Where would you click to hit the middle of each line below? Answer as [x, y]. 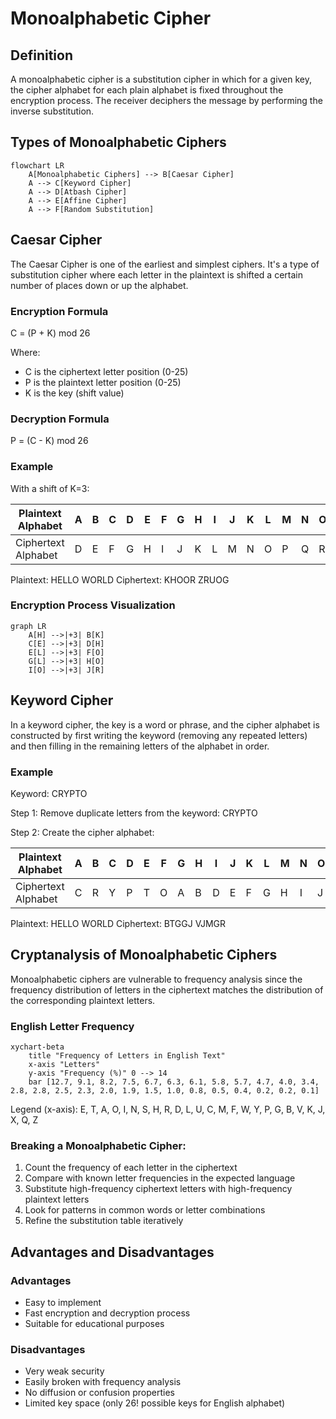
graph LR [28, 626]
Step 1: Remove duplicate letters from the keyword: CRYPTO [134, 813]
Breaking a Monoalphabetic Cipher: [98, 1145]
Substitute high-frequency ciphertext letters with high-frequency [158, 1189]
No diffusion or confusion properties [99, 1393]
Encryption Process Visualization [93, 605]
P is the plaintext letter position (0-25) [103, 382]
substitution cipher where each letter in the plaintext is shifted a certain [156, 274]
